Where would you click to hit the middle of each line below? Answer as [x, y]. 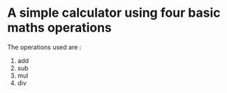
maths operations [59, 28]
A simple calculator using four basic [114, 13]
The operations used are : [44, 47]
